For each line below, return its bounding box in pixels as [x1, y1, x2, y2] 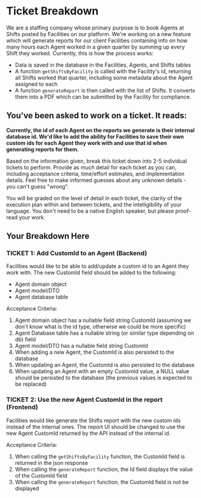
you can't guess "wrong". [6, 183, 69, 190]
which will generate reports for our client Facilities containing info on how [6, 37, 188, 44]
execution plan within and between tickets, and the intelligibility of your [6, 201, 182, 208]
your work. [19, 213, 46, 220]
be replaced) [14, 380, 47, 388]
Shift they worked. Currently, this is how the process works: [6, 49, 154, 56]
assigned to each [14, 80, 58, 88]
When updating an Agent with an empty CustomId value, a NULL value [14, 368, 190, 375]
